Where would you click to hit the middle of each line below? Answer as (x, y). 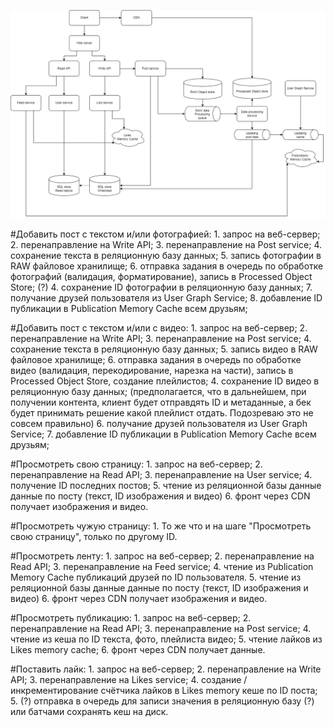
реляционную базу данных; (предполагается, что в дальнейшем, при (158, 391)
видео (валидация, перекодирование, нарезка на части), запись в (152, 370)
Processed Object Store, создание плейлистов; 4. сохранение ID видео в (165, 381)
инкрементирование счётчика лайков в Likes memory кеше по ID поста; (164, 690)
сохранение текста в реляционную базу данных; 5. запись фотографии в (166, 255)
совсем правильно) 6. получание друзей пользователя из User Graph (159, 423)
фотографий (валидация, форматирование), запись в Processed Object (161, 276)
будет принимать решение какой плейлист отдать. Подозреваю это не (162, 412)
